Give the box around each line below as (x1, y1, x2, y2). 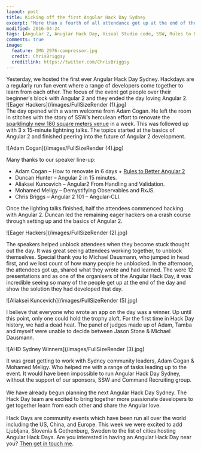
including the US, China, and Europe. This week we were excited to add (6, 421, 182, 428)
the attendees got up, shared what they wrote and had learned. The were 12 (6, 266, 193, 273)
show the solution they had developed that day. (6, 285, 123, 292)
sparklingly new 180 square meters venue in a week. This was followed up (6, 120, 190, 127)
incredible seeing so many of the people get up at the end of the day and (6, 279, 186, 286)
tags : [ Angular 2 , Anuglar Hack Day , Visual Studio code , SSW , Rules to (6, 31, 191, 37)
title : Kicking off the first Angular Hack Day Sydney (6, 14, 146, 20)
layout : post (6, 8, 39, 15)
